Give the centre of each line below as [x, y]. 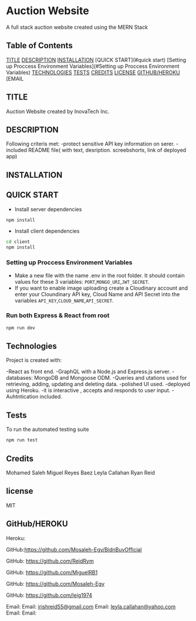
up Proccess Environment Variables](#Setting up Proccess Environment [93, 66]
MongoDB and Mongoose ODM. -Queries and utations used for [111, 378]
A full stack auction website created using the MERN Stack [77, 27]
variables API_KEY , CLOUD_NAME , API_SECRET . [64, 300]
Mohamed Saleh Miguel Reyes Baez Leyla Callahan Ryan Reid [81, 473]
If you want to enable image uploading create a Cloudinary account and [101, 288]
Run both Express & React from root [58, 316]
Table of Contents [40, 46]
